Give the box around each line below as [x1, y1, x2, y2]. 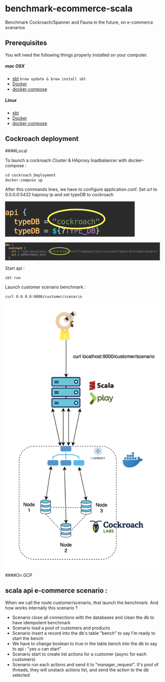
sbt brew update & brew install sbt [12, 75, 86, 81]
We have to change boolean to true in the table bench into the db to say [12, 641, 158, 646]
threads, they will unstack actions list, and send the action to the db [12, 667, 149, 673]
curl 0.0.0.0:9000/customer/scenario [5, 294, 82, 299]
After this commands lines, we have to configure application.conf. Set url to [5, 186, 158, 192]
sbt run [5, 275, 21, 280]
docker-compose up [5, 178, 43, 182]
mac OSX [5, 63, 25, 69]
